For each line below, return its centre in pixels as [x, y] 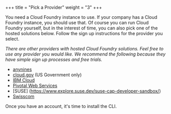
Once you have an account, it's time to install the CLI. [61, 106]
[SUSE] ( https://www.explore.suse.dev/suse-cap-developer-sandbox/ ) [87, 91]
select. [12, 39]
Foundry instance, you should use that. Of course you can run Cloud [77, 23]
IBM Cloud [24, 80]
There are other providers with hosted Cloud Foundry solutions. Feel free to [84, 49]
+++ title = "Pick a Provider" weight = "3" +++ [54, 7]
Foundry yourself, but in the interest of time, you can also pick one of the [81, 28]
